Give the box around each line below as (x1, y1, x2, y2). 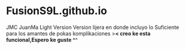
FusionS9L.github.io (6, 4, 107, 18)
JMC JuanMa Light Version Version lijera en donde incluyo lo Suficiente (6, 24, 179, 31)
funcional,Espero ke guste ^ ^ (6, 36, 78, 43)
